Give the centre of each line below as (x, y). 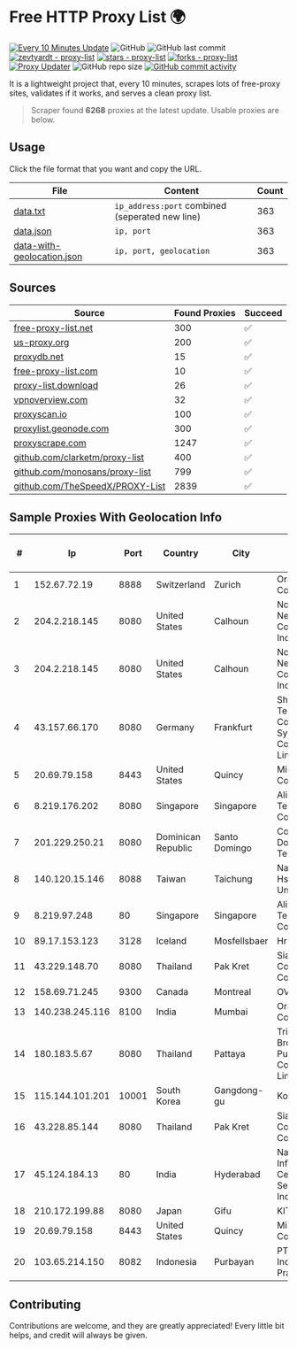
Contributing (45, 1304)
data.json (33, 231)
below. (43, 119)
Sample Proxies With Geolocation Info (116, 517)
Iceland (171, 941)
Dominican (179, 837)
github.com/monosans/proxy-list (83, 472)
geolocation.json (48, 256)
